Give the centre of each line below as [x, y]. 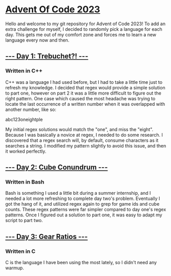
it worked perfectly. [26, 151]
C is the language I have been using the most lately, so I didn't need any [81, 262]
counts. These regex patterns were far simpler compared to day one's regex [86, 210]
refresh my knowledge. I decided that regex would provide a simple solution [85, 87]
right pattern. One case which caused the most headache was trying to [80, 98]
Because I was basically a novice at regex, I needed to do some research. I [84, 135]
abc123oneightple [24, 119]
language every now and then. [37, 40]
